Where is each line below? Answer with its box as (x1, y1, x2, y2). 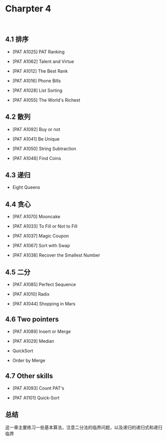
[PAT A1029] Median (12, 338, 55, 344)
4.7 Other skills (5, 372, 53, 380)
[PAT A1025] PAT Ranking (12, 48, 65, 55)
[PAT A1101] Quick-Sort (12, 395, 60, 401)
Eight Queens (12, 184, 40, 190)
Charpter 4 (5, 3, 51, 14)
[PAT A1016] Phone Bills (12, 78, 61, 84)
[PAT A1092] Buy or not (12, 126, 61, 132)
